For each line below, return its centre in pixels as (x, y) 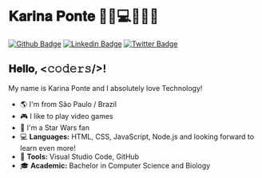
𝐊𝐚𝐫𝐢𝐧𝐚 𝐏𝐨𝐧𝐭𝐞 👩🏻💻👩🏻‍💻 (84, 16)
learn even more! (48, 148)
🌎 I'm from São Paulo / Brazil (68, 104)
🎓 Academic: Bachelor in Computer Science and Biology (115, 165)
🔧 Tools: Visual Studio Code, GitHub (79, 156)
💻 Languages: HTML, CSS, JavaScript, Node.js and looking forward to (137, 136)
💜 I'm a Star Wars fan (55, 127)
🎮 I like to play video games (66, 116)
